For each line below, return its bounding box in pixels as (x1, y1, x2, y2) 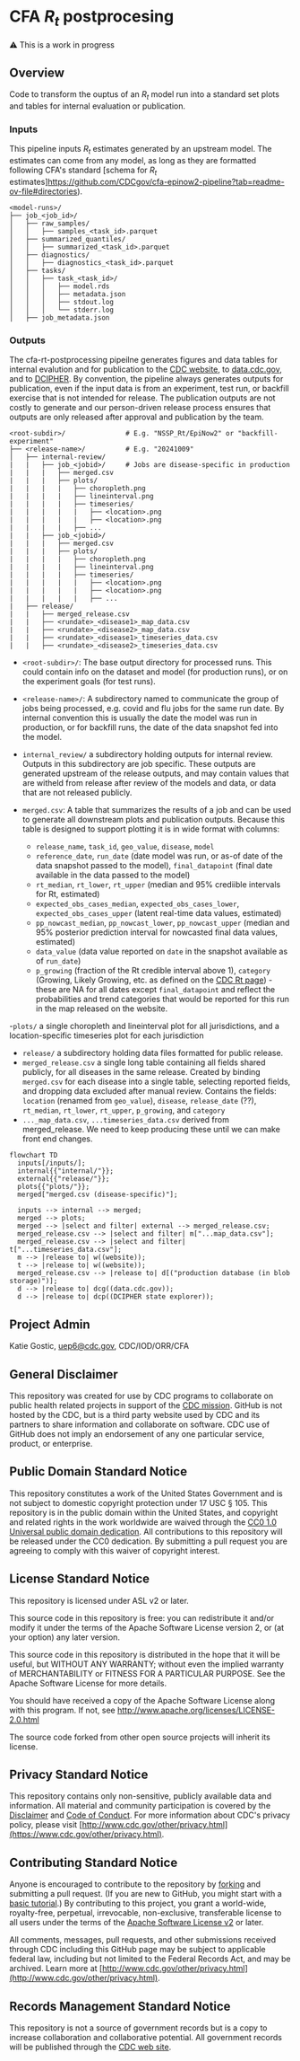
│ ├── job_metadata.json (9, 313, 110, 322)
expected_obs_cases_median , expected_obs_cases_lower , (35, 898, 240, 909)
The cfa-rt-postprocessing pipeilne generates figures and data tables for (9, 355, 278, 366)
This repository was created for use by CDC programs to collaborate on (9, 1390, 274, 1401)
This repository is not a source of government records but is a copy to (9, 2022, 268, 2033)
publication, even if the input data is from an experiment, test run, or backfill (9, 383, 289, 394)
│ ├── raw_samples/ (9, 219, 90, 228)
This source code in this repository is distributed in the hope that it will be (9, 1649, 280, 1660)
